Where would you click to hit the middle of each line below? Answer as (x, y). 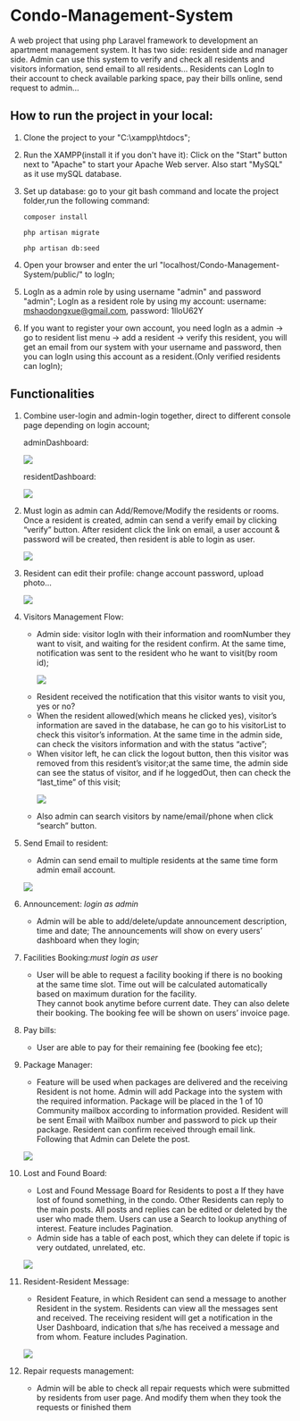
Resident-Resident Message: (76, 1281)
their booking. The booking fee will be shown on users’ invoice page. (163, 1013)
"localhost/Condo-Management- (220, 265)
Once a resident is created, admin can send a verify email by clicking (150, 520)
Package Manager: (58, 1064)
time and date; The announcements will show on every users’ (149, 930)
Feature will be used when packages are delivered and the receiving (162, 1081)
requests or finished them (84, 1407)
